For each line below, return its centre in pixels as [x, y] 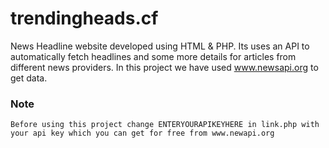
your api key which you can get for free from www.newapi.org [142, 133]
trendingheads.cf [84, 18]
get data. [29, 78]
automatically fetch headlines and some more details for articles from [153, 56]
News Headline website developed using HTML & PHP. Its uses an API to [160, 46]
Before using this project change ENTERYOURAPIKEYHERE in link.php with [165, 125]
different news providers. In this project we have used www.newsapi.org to [164, 67]
